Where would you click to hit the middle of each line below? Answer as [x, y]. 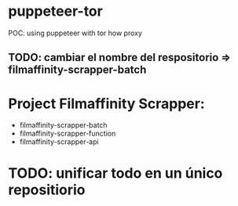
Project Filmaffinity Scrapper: [107, 103]
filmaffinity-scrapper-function [68, 134]
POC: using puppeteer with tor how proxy [75, 33]
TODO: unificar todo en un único [115, 173]
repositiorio [47, 190]
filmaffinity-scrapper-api [59, 142]
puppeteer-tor [56, 11]
